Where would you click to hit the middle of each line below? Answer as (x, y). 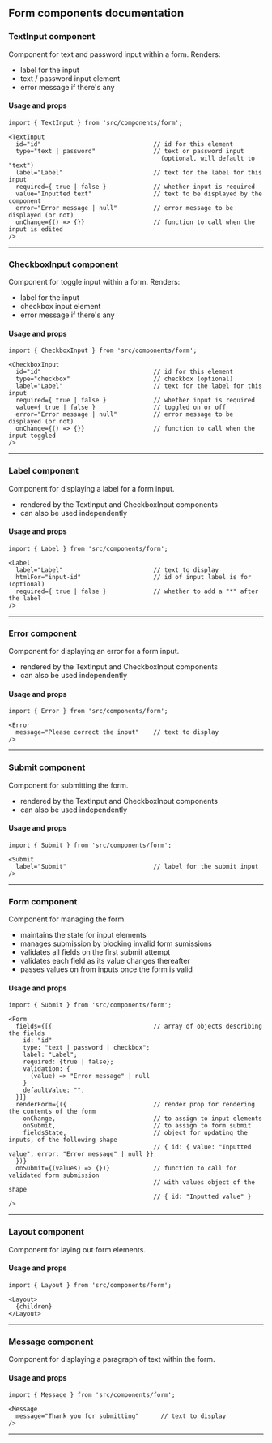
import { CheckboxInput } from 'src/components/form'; (103, 351)
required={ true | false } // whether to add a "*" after (137, 591)
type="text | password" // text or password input (130, 151)
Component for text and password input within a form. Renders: (115, 54)
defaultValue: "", (54, 1090)
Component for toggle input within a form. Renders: (94, 282)
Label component (44, 471)
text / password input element (70, 78)
